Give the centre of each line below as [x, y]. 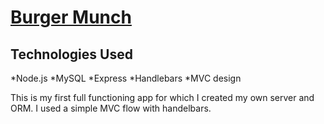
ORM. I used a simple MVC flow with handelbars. [111, 108]
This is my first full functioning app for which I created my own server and [162, 97]
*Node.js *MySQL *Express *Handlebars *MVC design [126, 78]
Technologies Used [71, 54]
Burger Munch [71, 17]
